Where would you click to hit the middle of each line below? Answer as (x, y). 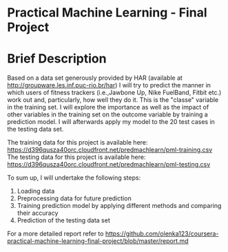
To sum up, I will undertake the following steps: (74, 178)
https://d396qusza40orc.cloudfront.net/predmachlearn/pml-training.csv (110, 150)
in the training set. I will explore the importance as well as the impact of (108, 107)
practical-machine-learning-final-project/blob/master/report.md (98, 241)
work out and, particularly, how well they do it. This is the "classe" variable (113, 100)
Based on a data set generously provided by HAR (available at (95, 78)
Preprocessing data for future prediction (74, 198)
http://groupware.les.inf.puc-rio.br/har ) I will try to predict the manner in (109, 85)
